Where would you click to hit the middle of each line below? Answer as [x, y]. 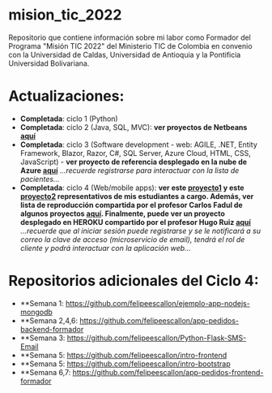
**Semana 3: [42, 338]
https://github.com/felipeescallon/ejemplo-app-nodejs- [158, 303]
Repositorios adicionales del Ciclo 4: [134, 281]
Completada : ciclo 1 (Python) [69, 119]
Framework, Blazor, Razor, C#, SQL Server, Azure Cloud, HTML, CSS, [135, 153]
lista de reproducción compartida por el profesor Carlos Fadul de [131, 205]
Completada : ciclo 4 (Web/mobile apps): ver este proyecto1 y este [132, 188]
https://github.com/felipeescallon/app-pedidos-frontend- [168, 372]
